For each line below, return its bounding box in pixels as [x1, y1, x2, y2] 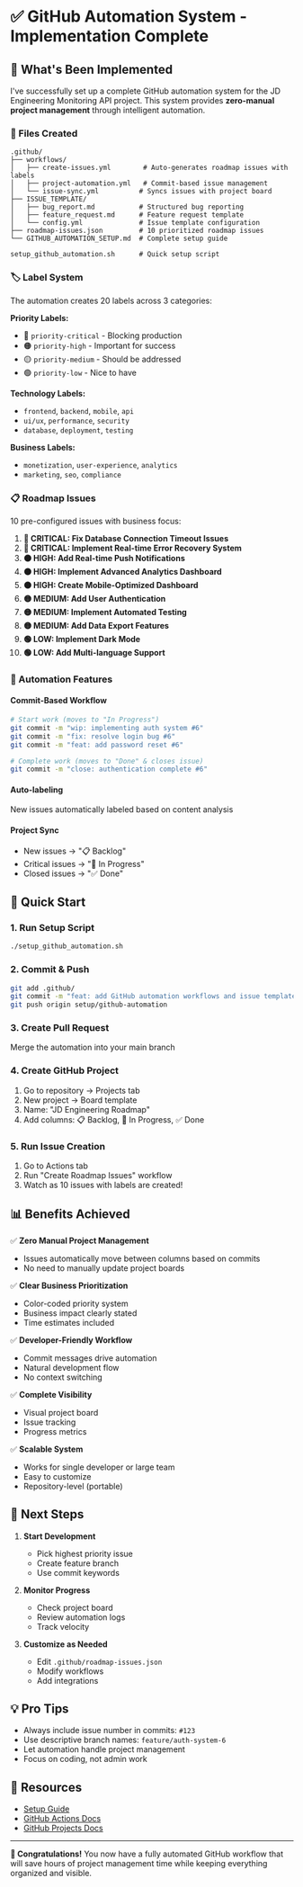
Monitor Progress [22, 1585, 91, 1596]
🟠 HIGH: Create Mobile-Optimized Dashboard [22, 579, 199, 590]
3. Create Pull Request [10, 1022, 110, 1034]
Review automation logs [36, 1612, 126, 1623]
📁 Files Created [10, 127, 78, 139]
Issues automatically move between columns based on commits [22, 1253, 261, 1264]
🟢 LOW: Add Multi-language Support [22, 647, 165, 657]
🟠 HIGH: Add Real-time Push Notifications [22, 552, 185, 563]
